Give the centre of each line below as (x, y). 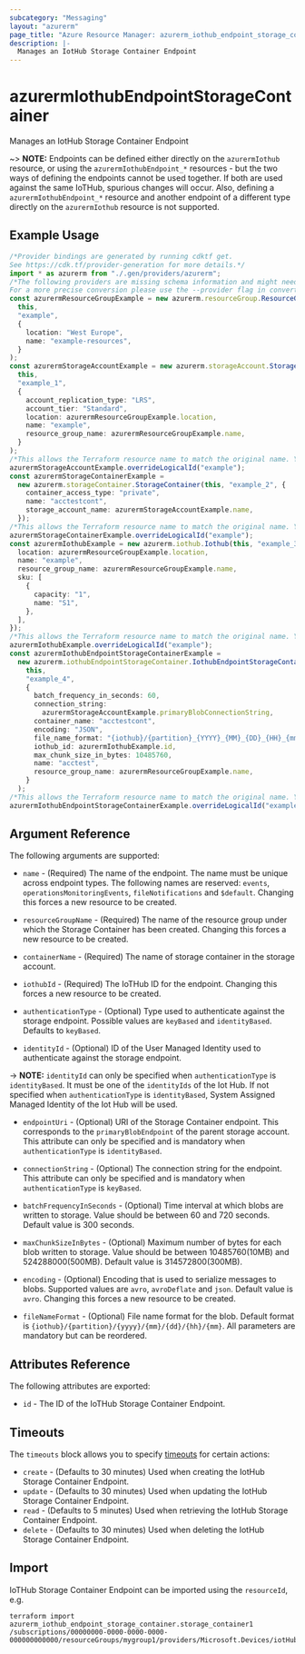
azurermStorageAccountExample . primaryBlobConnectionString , (158, 713)
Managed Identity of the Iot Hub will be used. (94, 1104)
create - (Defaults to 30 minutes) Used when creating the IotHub (143, 1472)
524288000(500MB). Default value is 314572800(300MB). (133, 1262)
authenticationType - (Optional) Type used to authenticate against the (153, 1011)
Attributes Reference (70, 1364)
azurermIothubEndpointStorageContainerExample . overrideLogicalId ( (138, 805)
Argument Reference (70, 834)
